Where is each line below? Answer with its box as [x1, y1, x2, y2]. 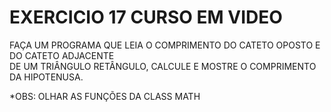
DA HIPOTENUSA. [9, 71, 84, 83]
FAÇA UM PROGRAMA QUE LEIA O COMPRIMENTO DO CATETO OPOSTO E [9, 39, 321, 51]
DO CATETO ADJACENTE [9, 49, 115, 61]
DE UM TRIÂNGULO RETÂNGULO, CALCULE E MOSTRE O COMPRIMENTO [9, 60, 317, 72]
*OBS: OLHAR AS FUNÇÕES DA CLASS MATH [9, 90, 201, 102]
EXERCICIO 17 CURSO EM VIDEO [9, 6, 283, 29]
